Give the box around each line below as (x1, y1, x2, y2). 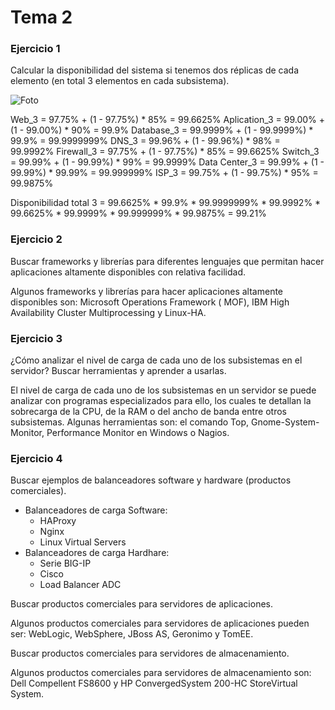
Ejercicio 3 (10, 331, 63, 345)
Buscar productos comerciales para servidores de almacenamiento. (10, 647, 290, 660)
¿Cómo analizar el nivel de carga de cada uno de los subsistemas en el (10, 354, 303, 366)
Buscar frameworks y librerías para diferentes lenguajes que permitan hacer (10, 255, 325, 267)
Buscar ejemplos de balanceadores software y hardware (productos (10, 474, 292, 486)
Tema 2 (10, 6, 73, 29)
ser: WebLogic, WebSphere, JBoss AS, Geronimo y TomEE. (10, 628, 254, 640)
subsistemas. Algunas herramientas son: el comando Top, (10, 416, 250, 428)
